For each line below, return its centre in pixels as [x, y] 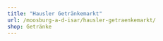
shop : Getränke [30, 26]
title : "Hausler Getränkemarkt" [55, 14]
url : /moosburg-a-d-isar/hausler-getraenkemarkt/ [82, 20]
